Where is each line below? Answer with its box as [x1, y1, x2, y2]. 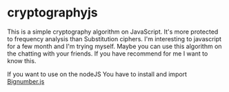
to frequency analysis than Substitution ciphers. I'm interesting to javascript [7, 34, 222, 43]
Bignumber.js [7, 77, 45, 85]
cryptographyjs [7, 5, 98, 21]
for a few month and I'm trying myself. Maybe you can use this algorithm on [7, 42, 222, 50]
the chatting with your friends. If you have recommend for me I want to [7, 49, 208, 58]
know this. [7, 56, 37, 65]
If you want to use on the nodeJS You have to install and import [7, 70, 188, 78]
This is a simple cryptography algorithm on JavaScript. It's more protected [7, 27, 219, 36]
